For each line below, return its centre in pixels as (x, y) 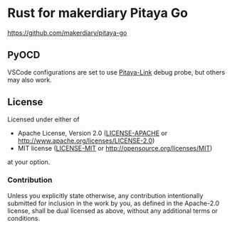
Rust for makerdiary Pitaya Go (98, 13)
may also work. (30, 80)
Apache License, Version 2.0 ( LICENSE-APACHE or (93, 133)
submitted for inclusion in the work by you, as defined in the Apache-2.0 (113, 203)
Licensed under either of (43, 119)
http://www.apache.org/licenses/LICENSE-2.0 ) (86, 141)
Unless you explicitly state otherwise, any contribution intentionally (105, 195)
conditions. (24, 218)
